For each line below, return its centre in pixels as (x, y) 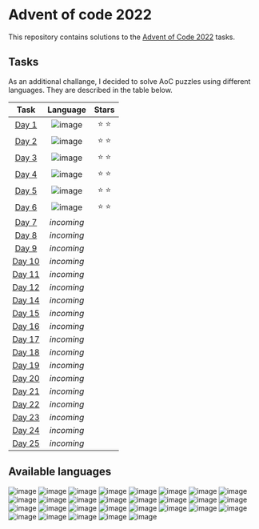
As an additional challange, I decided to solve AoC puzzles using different (129, 81)
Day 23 (26, 417)
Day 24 (26, 430)
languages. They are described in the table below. (91, 90)
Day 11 (26, 274)
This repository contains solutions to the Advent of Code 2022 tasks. (122, 37)
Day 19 (26, 365)
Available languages (60, 472)
